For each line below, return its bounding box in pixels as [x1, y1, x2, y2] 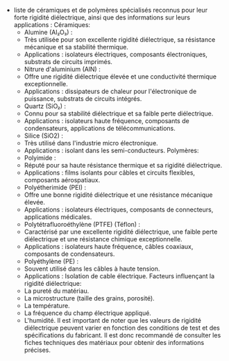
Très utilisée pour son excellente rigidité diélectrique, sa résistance [24, 35, 216, 44]
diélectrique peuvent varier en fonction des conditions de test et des [24, 323, 221, 332]
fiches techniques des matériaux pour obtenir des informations [24, 339, 205, 346]
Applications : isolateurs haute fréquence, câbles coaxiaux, [24, 243, 194, 250]
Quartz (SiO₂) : [24, 102, 67, 110]
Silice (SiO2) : [24, 131, 64, 140]
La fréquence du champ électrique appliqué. [24, 309, 151, 317]
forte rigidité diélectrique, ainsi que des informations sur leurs [13, 13, 191, 22]
